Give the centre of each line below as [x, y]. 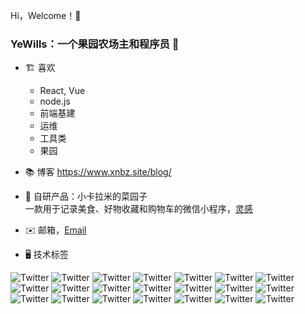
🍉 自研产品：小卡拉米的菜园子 [86, 196]
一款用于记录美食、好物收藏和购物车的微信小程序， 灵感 [138, 209]
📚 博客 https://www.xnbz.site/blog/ [98, 172]
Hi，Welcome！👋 [46, 15]
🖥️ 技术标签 [46, 255]
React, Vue [62, 91]
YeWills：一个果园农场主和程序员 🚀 [95, 44]
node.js [55, 101]
